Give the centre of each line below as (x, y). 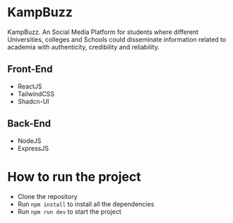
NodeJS (29, 141)
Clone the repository (47, 196)
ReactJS (30, 86)
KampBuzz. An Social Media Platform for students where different (103, 32)
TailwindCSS (36, 93)
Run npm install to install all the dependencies (86, 204)
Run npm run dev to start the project (69, 211)
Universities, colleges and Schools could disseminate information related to (117, 39)
